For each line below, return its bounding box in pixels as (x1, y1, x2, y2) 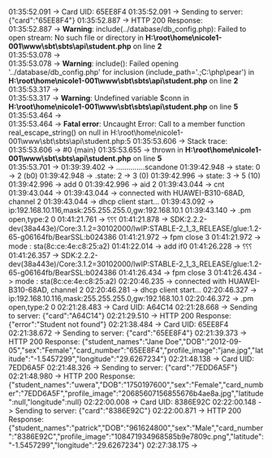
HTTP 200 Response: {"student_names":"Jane (8, 337, 164, 346)
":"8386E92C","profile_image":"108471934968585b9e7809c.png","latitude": (8, 432, 264, 441)
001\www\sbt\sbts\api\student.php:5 (8, 136, 132, 145)
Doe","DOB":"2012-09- (165, 337, 242, 346)
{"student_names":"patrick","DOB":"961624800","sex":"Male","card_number (8, 423, 264, 433)
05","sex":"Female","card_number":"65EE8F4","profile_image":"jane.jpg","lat (8, 345, 264, 355)
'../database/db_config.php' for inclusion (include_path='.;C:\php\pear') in (8, 67, 255, 76)
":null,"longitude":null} (8, 397, 83, 407)
